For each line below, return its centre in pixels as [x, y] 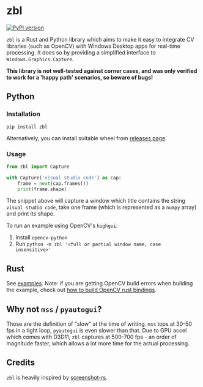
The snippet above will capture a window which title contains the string [96, 201]
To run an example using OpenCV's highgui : [62, 226]
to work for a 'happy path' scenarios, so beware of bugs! [80, 77]
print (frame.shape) [42, 189]
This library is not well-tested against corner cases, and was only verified [102, 70]
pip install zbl [27, 127]
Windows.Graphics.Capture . [40, 59]
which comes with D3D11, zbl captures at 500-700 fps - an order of [91, 337]
